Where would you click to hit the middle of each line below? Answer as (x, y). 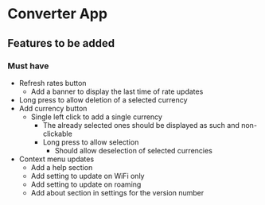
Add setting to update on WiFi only (88, 176)
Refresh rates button (53, 83)
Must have (28, 66)
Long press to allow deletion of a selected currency (103, 99)
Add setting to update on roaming (86, 184)
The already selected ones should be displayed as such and (141, 125)
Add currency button (53, 108)
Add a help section (62, 167)
